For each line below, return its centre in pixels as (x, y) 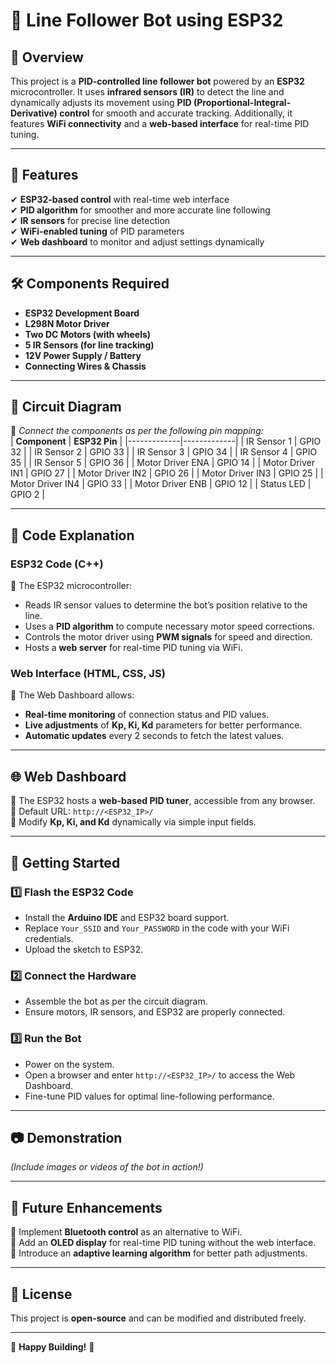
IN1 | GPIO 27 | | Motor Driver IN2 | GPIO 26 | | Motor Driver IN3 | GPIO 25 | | (167, 473)
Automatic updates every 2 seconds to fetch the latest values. (154, 736)
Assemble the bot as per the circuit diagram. (116, 1001)
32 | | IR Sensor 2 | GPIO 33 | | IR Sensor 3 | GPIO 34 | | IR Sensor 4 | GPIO (164, 452)
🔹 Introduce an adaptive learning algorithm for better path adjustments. (159, 1253)
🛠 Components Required (90, 284)
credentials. (49, 938)
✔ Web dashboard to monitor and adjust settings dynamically (137, 241)
